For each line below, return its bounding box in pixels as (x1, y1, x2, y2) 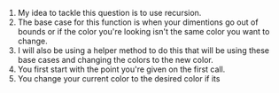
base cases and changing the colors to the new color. (17, 55, 214, 65)
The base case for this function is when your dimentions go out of (17, 17, 259, 27)
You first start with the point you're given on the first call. (17, 64, 226, 74)
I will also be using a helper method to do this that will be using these (17, 45, 270, 56)
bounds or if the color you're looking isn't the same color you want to (17, 27, 270, 36)
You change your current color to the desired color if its (17, 74, 221, 83)
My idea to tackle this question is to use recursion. (17, 8, 202, 18)
